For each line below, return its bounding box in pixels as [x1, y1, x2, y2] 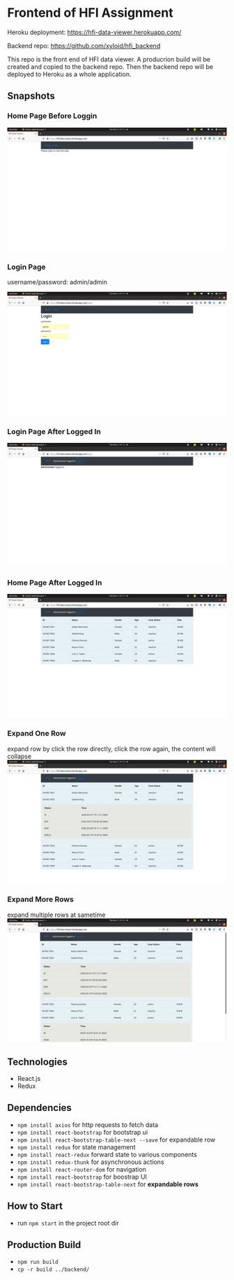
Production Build [7, 1239, 81, 1251]
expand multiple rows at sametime [7, 910, 106, 919]
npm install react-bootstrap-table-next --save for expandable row [17, 1135, 216, 1144]
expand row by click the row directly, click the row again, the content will [7, 744, 216, 752]
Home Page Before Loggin [7, 111, 97, 121]
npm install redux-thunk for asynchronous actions [17, 1158, 165, 1166]
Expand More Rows [7, 894, 75, 904]
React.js [17, 1074, 41, 1082]
